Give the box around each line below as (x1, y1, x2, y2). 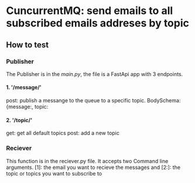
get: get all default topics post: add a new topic (6, 130, 120, 137)
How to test (6, 40, 49, 50)
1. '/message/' (6, 84, 42, 91)
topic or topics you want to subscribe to (6, 170, 102, 177)
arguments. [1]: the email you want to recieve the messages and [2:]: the (6, 164, 180, 171)
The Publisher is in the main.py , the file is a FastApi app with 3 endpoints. (6, 70, 183, 77)
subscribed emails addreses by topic (6, 16, 189, 30)
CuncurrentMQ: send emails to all (6, 4, 173, 18)
